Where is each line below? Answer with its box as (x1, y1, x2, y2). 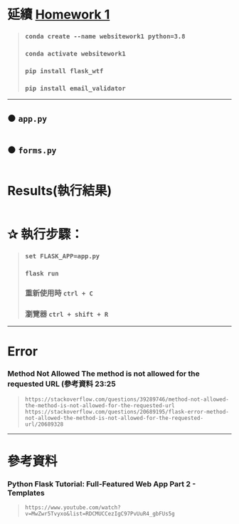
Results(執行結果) (7, 183, 112, 199)
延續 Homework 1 (7, 6, 110, 23)
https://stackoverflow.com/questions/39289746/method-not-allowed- (24, 396, 229, 403)
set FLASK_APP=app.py (24, 252, 100, 260)
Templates (7, 488, 45, 498)
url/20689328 (24, 421, 64, 428)
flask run (24, 269, 59, 278)
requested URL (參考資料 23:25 (7, 379, 116, 389)
